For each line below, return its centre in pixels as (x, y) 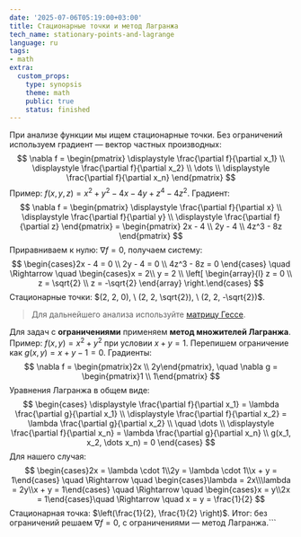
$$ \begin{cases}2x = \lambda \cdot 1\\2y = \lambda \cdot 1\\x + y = (151, 470)
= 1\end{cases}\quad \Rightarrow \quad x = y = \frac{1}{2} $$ (151, 498)
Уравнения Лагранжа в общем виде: (80, 390)
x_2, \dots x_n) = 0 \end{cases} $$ (151, 442)
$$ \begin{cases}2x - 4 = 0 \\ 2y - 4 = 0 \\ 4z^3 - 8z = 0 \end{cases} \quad (151, 264)
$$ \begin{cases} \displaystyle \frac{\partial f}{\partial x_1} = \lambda (151, 404)
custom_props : (44, 76)
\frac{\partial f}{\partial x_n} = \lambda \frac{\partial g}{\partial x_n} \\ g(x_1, (151, 433)
